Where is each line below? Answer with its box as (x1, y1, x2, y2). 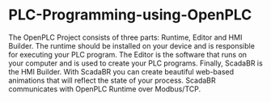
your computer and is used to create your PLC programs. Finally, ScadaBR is (8, 58, 263, 68)
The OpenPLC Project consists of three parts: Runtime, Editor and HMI (8, 32, 243, 42)
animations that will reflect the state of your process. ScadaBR (8, 75, 216, 85)
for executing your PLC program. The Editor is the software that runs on (8, 49, 248, 59)
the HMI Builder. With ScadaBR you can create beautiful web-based (8, 66, 235, 76)
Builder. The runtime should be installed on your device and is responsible (8, 40, 255, 50)
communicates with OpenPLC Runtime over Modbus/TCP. (8, 83, 201, 94)
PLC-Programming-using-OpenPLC (8, 6, 252, 24)
